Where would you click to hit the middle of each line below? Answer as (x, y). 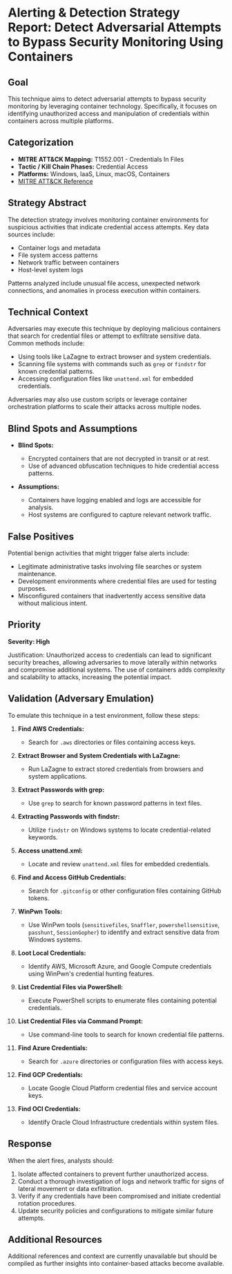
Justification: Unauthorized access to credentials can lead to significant (110, 655)
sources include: (31, 234)
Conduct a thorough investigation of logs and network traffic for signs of (121, 1181)
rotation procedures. (47, 1203)
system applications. (57, 776)
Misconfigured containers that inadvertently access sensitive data (112, 596)
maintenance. (37, 574)
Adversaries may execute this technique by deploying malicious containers (114, 329)
